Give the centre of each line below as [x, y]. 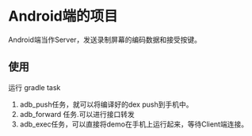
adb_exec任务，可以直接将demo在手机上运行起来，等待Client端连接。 [134, 124]
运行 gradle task [34, 87]
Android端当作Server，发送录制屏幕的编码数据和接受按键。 [105, 40]
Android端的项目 [63, 16]
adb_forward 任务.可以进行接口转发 [77, 114]
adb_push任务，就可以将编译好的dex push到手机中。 [106, 104]
